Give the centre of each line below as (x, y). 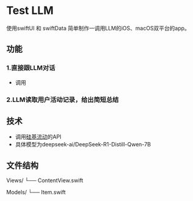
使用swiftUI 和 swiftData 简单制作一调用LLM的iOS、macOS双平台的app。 (98, 28)
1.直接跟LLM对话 (31, 68)
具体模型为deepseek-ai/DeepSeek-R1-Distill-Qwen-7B (83, 145)
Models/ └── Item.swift (36, 192)
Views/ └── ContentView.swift (45, 180)
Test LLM (30, 11)
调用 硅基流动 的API (38, 137)
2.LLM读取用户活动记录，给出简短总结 (62, 100)
